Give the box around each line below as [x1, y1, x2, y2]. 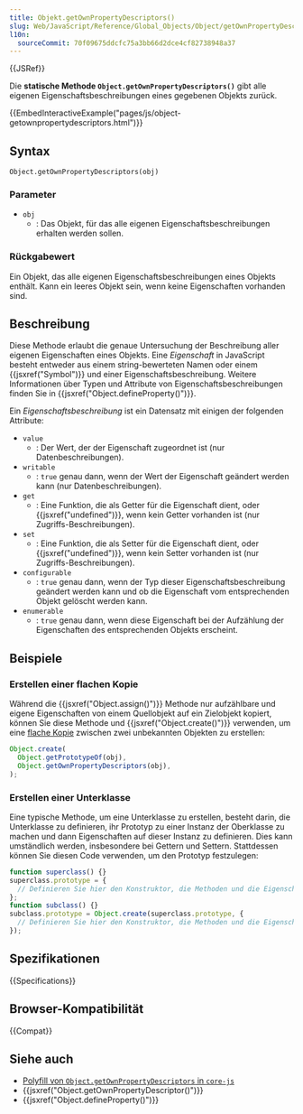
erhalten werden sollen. [35, 227, 124, 239]
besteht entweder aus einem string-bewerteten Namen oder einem [9, 359, 259, 370]
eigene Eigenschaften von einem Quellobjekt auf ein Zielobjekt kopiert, [9, 708, 272, 719]
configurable [22, 569, 72, 578]
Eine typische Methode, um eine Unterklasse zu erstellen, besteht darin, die [9, 812, 291, 822]
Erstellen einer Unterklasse [9, 791, 131, 803]
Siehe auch [9, 1051, 74, 1066]
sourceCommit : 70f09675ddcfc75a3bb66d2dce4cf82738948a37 [17, 38, 236, 48]
